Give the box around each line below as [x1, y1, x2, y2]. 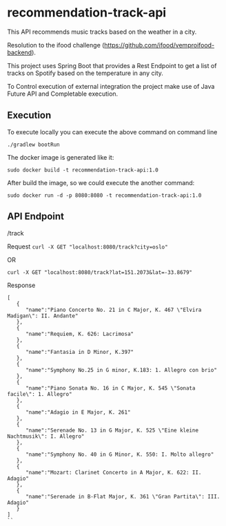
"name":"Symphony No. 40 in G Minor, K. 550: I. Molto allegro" [25, 451, 214, 458]
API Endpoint [7, 211, 64, 222]
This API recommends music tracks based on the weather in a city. [7, 28, 197, 36]
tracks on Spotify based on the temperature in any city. [7, 69, 164, 77]
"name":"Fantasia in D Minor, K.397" [25, 348, 134, 355]
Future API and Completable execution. [7, 90, 119, 98]
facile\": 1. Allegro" [7, 390, 72, 397]
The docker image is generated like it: [7, 153, 114, 161]
